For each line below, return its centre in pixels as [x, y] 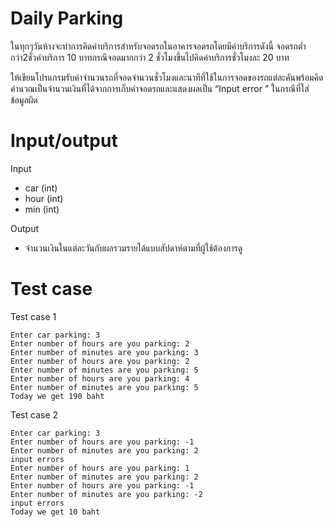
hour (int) [44, 198]
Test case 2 [34, 414]
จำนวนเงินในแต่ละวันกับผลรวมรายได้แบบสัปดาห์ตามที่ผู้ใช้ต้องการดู [133, 248]
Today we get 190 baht [57, 396]
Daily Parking [67, 18]
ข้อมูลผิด [24, 99]
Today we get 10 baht [55, 512]
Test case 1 [33, 316]
